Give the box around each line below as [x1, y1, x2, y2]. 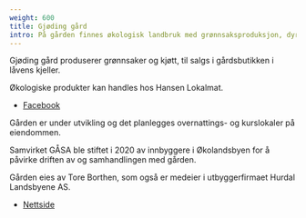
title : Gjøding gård [9, 22, 88, 31]
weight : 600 [9, 13, 55, 23]
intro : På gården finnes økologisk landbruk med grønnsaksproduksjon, [9, 30, 283, 39]
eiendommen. [9, 127, 61, 138]
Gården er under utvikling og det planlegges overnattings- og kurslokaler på [9, 117, 296, 128]
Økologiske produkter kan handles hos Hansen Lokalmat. [9, 83, 224, 94]
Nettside [22, 199, 56, 210]
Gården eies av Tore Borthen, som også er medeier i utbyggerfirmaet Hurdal [9, 172, 296, 183]
